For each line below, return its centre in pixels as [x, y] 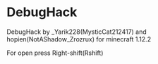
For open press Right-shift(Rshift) [55, 53]
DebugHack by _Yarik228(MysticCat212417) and [77, 32]
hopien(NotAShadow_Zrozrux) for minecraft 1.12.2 [79, 39]
